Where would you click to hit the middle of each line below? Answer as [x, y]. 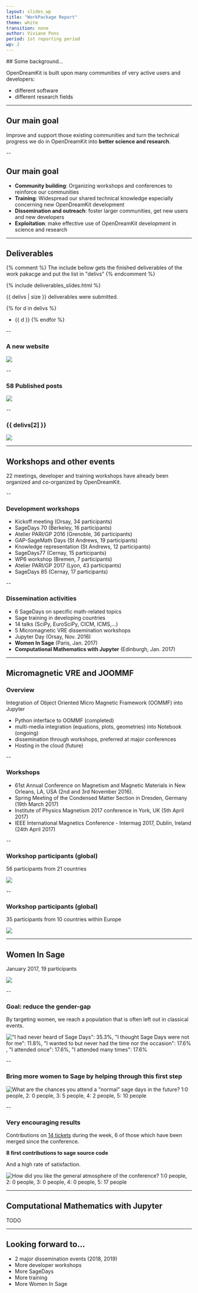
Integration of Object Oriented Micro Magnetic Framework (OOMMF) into [95, 703]
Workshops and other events [60, 461]
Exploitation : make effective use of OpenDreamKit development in [95, 223]
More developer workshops [48, 1265]
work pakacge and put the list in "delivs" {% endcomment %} [81, 274]
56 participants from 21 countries [46, 868]
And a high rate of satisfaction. [44, 1164]
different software [37, 90]
